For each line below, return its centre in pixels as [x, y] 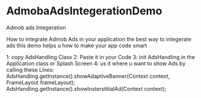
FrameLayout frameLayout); [41, 82]
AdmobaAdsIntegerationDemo [84, 11]
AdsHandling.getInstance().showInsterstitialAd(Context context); [86, 88]
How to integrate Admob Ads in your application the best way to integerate [99, 39]
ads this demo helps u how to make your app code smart [77, 45]
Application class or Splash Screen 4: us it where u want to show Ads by [96, 63]
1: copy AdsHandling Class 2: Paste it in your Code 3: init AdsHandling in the [101, 57]
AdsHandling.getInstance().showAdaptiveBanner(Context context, [88, 76]
